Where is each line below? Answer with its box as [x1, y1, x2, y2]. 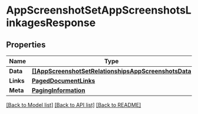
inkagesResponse [6, 16, 96, 30]
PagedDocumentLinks [31, 77, 95, 84]
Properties [6, 40, 46, 50]
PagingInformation [31, 86, 85, 95]
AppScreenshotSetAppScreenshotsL [6, 4, 192, 17]
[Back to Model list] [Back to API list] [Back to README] [6, 102, 141, 108]
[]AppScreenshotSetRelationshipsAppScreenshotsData [31, 67, 192, 75]
